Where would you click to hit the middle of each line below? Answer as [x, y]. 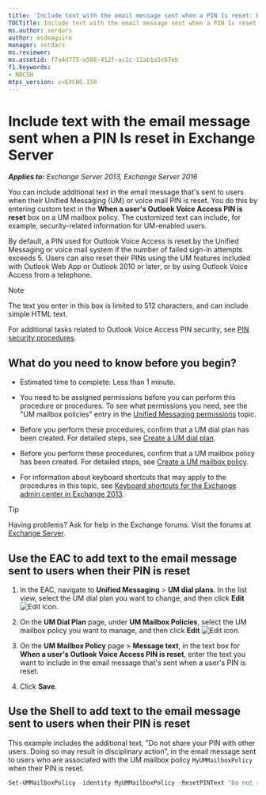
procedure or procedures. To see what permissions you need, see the [133, 406]
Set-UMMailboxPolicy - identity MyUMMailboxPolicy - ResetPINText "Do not [131, 782]
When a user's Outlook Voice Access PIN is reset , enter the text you [133, 655]
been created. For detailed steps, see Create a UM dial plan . [118, 438]
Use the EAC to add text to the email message [123, 558]
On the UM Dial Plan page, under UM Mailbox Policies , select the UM [133, 622]
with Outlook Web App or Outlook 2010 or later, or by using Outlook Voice [128, 267]
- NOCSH [21, 75]
